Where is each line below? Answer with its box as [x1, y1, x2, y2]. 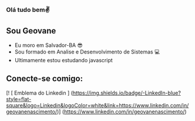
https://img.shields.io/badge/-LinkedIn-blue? [72, 89, 181, 96]
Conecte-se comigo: [6, 73, 83, 84]
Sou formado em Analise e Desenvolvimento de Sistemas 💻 [14, 48, 160, 55]
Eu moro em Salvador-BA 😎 [14, 41, 83, 49]
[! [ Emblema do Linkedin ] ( [6, 89, 73, 96]
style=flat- [6, 95, 32, 102]
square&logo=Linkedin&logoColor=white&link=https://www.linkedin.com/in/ [6, 102, 189, 109]
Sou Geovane [6, 26, 56, 36]
